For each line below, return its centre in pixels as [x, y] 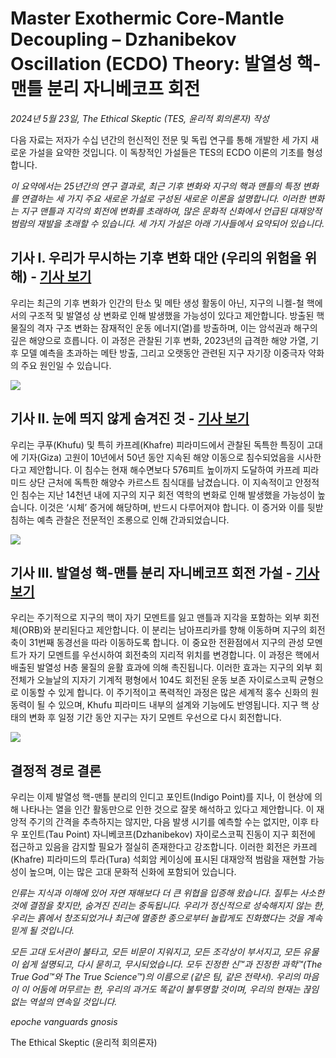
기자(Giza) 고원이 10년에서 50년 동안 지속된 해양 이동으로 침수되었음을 [157, 457]
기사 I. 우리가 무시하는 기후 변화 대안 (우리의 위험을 [156, 258]
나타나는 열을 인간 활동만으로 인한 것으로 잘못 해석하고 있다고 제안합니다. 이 [167, 809]
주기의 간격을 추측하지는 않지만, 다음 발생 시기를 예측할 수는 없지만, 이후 [168, 822]
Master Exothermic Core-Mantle [147, 18]
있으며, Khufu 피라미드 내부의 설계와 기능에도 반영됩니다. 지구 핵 [184, 705]
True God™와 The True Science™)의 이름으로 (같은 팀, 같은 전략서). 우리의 [155, 977]
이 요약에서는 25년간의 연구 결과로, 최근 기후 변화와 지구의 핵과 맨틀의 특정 [155, 186]
